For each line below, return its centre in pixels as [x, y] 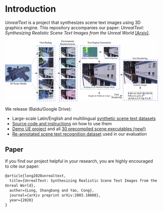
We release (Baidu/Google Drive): [38, 109]
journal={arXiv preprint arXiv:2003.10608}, [55, 195]
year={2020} [22, 200]
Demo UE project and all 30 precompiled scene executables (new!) [79, 129]
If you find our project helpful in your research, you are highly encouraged [79, 161]
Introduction [31, 9]
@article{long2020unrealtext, [36, 176]
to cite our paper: [22, 166]
